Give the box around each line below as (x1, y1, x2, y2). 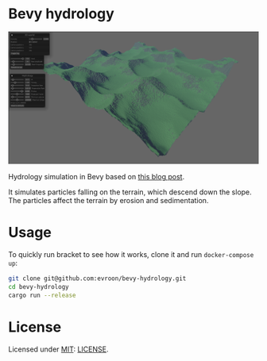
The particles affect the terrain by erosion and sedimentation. (8, 196, 209, 205)
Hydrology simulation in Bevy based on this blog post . (8, 172, 185, 182)
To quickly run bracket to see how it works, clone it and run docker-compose (8, 250, 254, 259)
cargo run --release (8, 291, 77, 299)
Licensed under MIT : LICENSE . (8, 344, 109, 354)
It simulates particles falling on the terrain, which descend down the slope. (8, 187, 252, 197)
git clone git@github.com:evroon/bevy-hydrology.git (8, 275, 187, 282)
